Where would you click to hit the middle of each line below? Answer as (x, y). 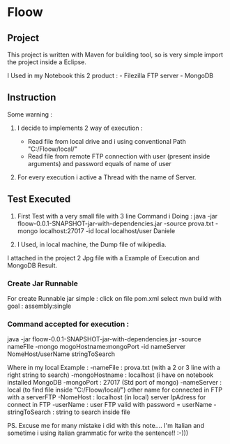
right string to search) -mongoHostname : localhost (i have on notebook (110, 375)
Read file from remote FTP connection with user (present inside (119, 156)
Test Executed (39, 199)
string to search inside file (93, 412)
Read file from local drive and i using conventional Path (107, 141)
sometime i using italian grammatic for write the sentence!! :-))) (98, 433)
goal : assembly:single (39, 306)
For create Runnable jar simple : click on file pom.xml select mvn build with (114, 298)
